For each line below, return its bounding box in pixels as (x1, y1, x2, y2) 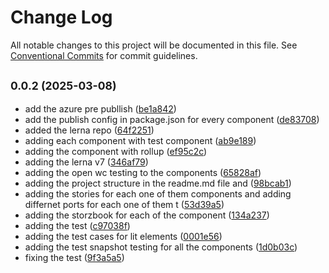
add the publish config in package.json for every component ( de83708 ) (24, 113, 320, 125)
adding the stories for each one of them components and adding (24, 187, 292, 200)
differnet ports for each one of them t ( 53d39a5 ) (24, 198, 225, 210)
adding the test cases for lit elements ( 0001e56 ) (24, 230, 223, 242)
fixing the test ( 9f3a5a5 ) (24, 251, 125, 263)
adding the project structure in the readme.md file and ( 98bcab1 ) (24, 177, 292, 189)
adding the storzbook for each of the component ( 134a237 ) (24, 209, 270, 221)
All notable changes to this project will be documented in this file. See (10, 39, 298, 51)
